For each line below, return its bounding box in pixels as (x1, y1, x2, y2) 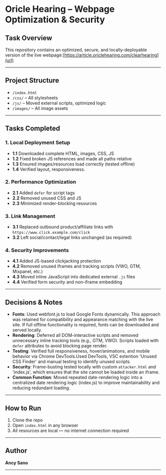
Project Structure (5, 76, 59, 85)
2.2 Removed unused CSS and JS (12, 195, 82, 201)
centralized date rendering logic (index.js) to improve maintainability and (12, 380, 160, 386)
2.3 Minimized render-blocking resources (12, 200, 97, 206)
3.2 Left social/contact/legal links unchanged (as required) (12, 234, 132, 241)
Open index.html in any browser (12, 422, 79, 428)
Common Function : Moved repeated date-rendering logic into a (12, 374, 142, 380)
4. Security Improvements (5, 247, 69, 254)
